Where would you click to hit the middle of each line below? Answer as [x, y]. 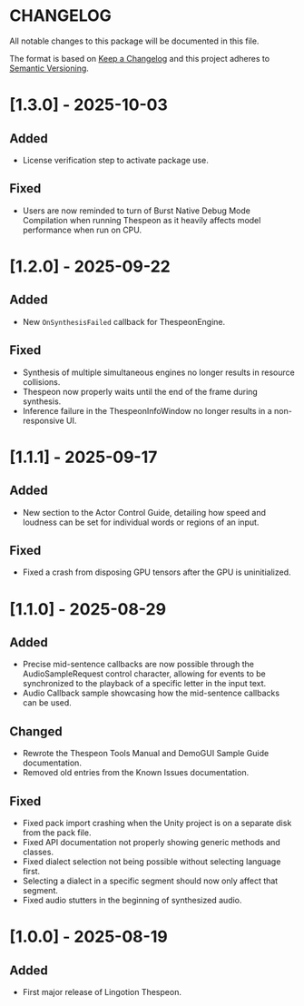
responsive [44, 420]
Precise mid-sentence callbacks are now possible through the [138, 665]
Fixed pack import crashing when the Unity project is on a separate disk [157, 823]
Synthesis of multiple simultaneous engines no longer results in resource [158, 372]
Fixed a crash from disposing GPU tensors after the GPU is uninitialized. [157, 572]
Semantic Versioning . [49, 68]
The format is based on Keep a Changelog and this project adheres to [140, 58]
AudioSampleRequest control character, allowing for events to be [144, 674]
